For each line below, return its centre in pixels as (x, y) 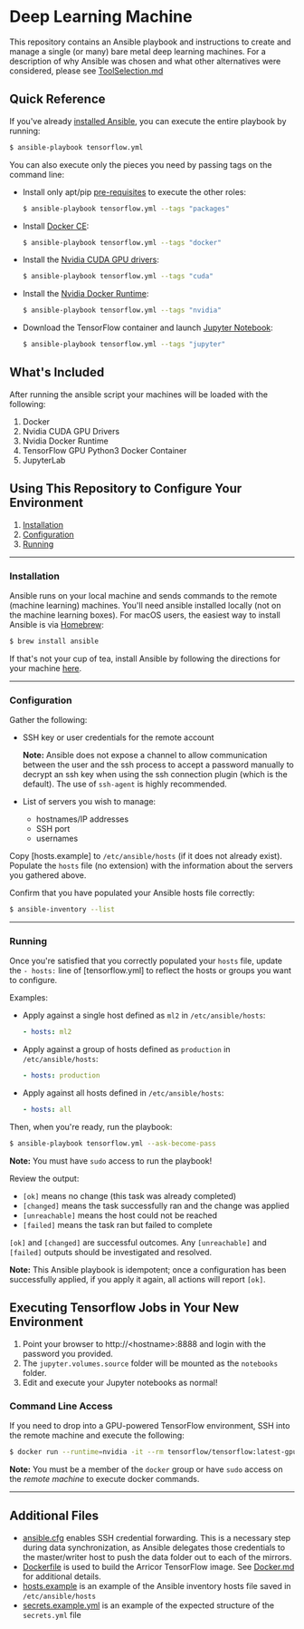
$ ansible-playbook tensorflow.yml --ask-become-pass (113, 1143)
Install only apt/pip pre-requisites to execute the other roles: (134, 191)
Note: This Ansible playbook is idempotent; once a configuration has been (148, 1269)
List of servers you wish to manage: (89, 802)
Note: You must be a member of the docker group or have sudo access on (146, 1469)
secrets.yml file (52, 1614)
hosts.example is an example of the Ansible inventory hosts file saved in (157, 1585)
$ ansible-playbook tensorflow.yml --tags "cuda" (118, 277)
